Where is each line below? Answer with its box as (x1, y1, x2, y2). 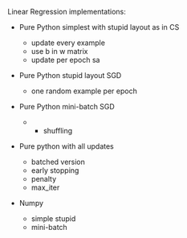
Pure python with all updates (18, 142, 114, 151)
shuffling (43, 126, 73, 135)
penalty (30, 174, 57, 183)
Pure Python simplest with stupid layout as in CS (18, 23, 180, 31)
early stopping (30, 166, 79, 175)
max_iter (30, 183, 60, 192)
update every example (30, 38, 106, 47)
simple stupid (30, 214, 76, 224)
